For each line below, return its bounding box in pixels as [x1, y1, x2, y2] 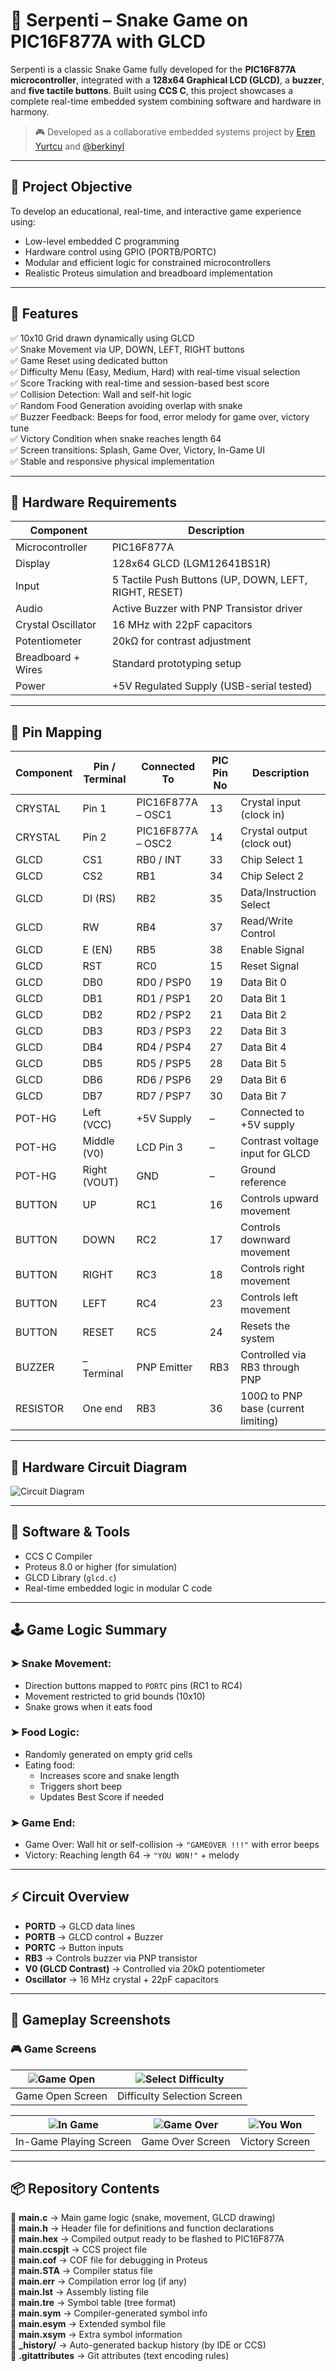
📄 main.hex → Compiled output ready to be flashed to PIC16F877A [10, 2233, 285, 2245]
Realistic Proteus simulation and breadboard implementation [24, 267, 273, 279]
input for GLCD [240, 1147, 311, 1161]
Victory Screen [239, 2134, 311, 2148]
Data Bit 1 [240, 992, 287, 1006]
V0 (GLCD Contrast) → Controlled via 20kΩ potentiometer [24, 1962, 266, 1974]
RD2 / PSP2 [136, 1008, 192, 1022]
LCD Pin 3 [136, 1140, 183, 1154]
